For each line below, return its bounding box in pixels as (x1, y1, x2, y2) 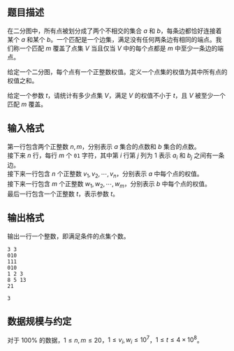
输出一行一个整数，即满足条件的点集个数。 (7, 231, 130, 240)
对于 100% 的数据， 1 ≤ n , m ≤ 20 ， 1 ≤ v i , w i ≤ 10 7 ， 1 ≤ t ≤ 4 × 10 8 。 (7, 334, 204, 346)
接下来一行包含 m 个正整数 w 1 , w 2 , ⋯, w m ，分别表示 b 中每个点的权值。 (7, 180, 212, 190)
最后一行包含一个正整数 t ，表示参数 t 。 (7, 189, 119, 198)
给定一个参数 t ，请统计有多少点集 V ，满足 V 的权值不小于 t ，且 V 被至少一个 (7, 91, 226, 99)
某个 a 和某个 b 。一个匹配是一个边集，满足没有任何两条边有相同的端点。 (7, 35, 216, 43)
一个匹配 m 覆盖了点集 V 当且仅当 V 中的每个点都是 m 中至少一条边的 (19, 44, 218, 52)
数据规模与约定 (7, 315, 72, 327)
